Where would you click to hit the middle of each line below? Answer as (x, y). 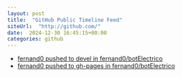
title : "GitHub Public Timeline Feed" (65, 20)
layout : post (26, 13)
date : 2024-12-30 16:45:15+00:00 (57, 33)
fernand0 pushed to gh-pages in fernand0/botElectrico (96, 66)
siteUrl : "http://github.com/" (54, 26)
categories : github (35, 39)
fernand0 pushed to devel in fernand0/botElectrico (90, 58)
